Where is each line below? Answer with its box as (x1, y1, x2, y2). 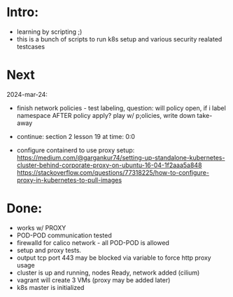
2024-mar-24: (6, 90, 48, 98)
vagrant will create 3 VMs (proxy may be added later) (16, 275, 171, 284)
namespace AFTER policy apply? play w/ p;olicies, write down (16, 111, 196, 119)
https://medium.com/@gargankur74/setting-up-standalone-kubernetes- (16, 153, 225, 161)
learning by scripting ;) (16, 27, 83, 36)
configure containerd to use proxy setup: (16, 145, 135, 154)
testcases (16, 42, 45, 51)
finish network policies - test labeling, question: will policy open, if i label (16, 103, 227, 112)
